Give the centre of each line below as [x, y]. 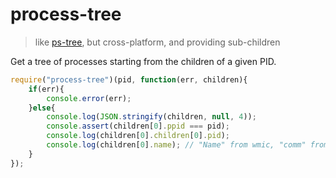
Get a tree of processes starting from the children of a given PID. [143, 61]
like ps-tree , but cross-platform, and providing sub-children [157, 42]
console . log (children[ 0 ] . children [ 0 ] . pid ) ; [138, 136]
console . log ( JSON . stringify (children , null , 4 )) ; [151, 117]
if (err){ [46, 89]
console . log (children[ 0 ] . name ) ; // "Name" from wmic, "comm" [176, 145]
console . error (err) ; [89, 98]
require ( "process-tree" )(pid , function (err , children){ [129, 79]
